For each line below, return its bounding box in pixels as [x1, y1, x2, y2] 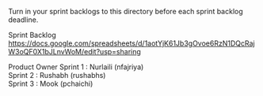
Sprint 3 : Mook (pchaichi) [8, 79, 93, 88]
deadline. [8, 15, 39, 24]
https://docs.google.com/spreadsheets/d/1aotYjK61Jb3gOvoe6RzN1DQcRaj [8, 39, 255, 48]
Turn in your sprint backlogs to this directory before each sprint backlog [8, 7, 243, 16]
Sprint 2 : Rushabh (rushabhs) [8, 71, 106, 79]
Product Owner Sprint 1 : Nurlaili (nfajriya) [8, 62, 144, 72]
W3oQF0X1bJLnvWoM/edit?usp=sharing [8, 47, 141, 56]
